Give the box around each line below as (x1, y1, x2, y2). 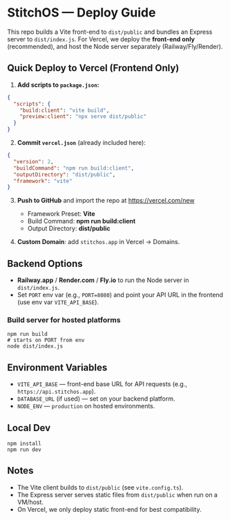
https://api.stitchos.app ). (17, 388, 96, 396)
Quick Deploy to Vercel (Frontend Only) (7, 62, 180, 74)
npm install (7, 440, 41, 447)
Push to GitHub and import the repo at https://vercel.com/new (17, 197, 195, 205)
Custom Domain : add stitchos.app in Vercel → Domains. (17, 238, 180, 246)
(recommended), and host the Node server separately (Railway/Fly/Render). (7, 42, 223, 50)
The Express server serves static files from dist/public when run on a (17, 490, 218, 499)
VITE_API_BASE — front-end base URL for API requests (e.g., (17, 380, 188, 388)
